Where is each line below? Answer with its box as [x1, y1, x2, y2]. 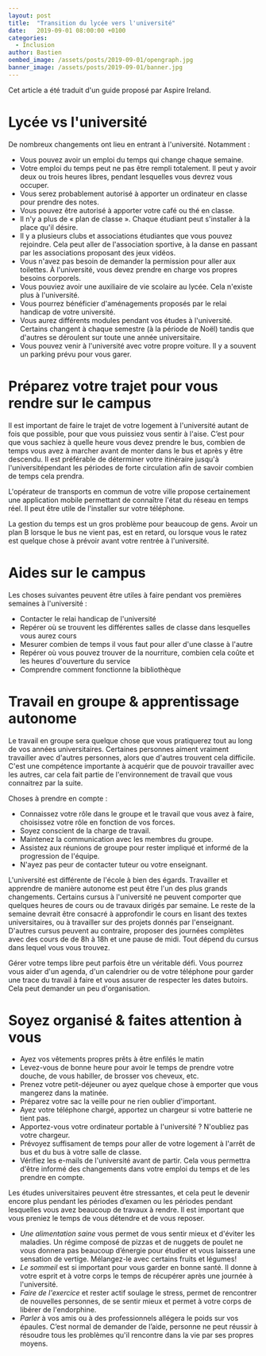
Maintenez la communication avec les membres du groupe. [19, 834, 214, 844]
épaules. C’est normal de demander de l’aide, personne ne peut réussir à [19, 1322, 258, 1331]
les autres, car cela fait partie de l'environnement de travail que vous [8, 770, 233, 779]
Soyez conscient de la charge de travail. [19, 825, 151, 836]
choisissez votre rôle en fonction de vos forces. [19, 817, 175, 827]
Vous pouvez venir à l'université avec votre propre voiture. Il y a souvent [19, 341, 256, 350]
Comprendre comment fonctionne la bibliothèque [19, 664, 181, 674]
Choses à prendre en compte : [8, 793, 108, 803]
